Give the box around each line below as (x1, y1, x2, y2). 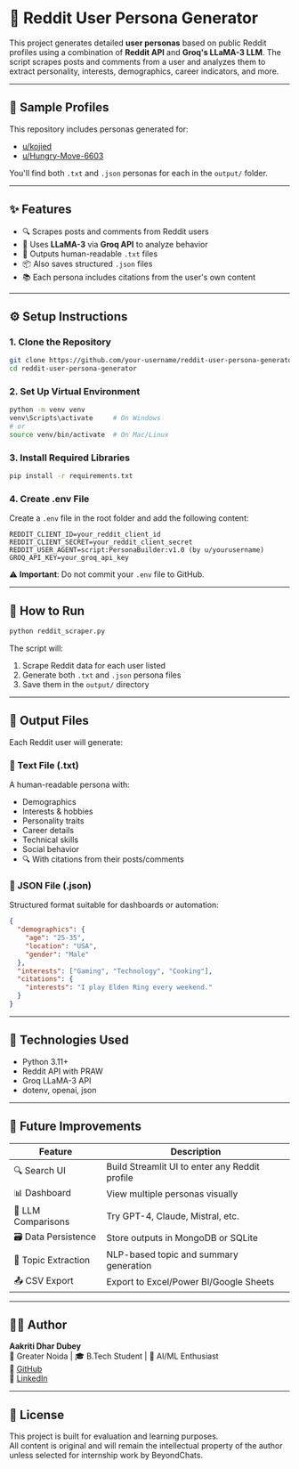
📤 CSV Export (13, 1274, 74, 1286)
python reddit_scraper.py (9, 627, 105, 636)
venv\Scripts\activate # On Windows (9, 414, 162, 423)
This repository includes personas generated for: (9, 124, 189, 134)
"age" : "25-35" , (25, 934, 86, 943)
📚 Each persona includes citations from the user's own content (21, 272, 256, 282)
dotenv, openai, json (21, 1084, 97, 1095)
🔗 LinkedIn (9, 1373, 48, 1384)
